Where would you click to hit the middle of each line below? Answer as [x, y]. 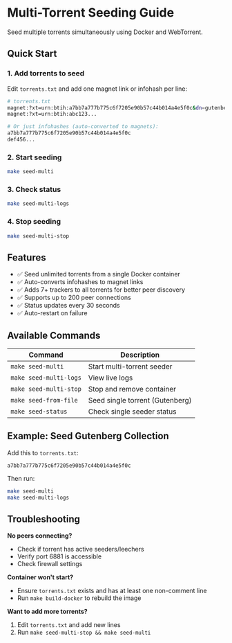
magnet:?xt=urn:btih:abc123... [52, 114]
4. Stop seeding [34, 222]
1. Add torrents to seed [46, 73]
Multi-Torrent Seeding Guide [91, 13]
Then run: [21, 478]
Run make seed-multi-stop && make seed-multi [84, 633]
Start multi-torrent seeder [130, 367]
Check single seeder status [132, 412]
